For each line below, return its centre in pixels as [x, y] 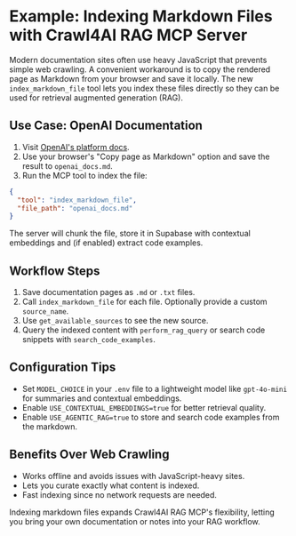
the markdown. [50, 426]
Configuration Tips [63, 368]
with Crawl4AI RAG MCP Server [128, 35]
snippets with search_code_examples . [88, 340]
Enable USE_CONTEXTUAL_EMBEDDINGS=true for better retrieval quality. [144, 407]
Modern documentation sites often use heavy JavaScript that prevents [138, 60]
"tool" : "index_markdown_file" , [77, 200]
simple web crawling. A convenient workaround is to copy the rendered [140, 69]
